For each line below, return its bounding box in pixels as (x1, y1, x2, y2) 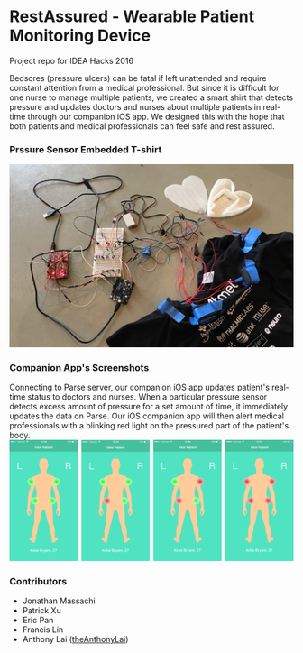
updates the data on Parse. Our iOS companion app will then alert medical (9, 410, 284, 421)
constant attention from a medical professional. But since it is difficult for (9, 82, 280, 93)
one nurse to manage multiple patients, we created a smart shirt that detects (9, 92, 294, 103)
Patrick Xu (22, 605, 61, 616)
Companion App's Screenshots (9, 361, 150, 373)
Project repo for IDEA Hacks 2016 (9, 55, 133, 66)
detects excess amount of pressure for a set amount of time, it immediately (9, 400, 289, 411)
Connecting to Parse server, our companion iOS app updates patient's (9, 382, 271, 392)
